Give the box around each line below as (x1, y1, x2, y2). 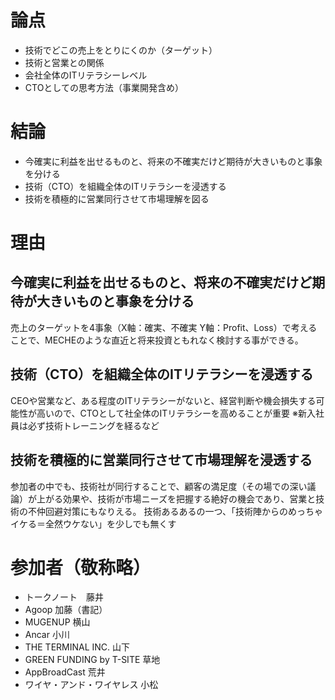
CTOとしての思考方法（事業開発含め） (24, 81, 184, 93)
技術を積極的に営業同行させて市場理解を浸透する (10, 452, 313, 469)
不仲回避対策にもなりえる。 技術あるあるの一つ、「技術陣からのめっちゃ (27, 505, 323, 517)
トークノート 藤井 (24, 591, 104, 603)
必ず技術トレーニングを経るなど (27, 419, 160, 431)
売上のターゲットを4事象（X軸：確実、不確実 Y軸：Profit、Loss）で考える (10, 321, 318, 333)
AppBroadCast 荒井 (24, 666, 106, 678)
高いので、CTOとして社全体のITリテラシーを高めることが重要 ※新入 (36, 407, 316, 419)
